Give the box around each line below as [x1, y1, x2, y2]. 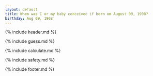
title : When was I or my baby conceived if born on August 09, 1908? [5, 12, 149, 16]
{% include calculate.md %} [5, 48, 61, 53]
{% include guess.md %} [5, 38, 55, 44]
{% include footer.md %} [5, 66, 55, 72]
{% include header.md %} [5, 29, 57, 35]
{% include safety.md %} [5, 57, 55, 63]
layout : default [5, 7, 38, 12]
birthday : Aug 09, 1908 [5, 16, 53, 21]
